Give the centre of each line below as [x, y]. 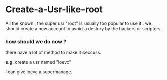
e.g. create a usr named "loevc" [38, 62]
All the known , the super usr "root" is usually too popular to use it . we [78, 23]
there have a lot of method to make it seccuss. [53, 53]
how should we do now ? [36, 41]
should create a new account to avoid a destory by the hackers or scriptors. [84, 28]
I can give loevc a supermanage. [39, 72]
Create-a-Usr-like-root [54, 9]
